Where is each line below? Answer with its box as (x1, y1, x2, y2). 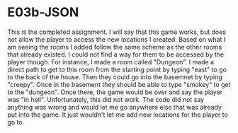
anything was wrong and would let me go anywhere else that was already (7, 103, 222, 111)
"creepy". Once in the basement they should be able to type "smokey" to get (7, 80, 231, 88)
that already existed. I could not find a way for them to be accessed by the (7, 50, 225, 59)
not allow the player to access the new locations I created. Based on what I (7, 35, 226, 43)
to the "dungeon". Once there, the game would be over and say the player (7, 88, 223, 96)
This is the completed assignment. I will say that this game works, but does (7, 28, 227, 36)
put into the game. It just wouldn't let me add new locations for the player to (7, 110, 228, 119)
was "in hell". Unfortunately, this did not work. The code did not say (7, 95, 204, 103)
